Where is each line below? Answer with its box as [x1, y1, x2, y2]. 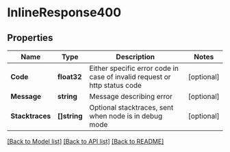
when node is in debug [89, 111, 163, 121]
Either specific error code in [89, 63, 179, 73]
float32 [57, 72, 82, 81]
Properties [7, 32, 53, 44]
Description [116, 52, 155, 61]
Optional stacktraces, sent [89, 103, 174, 112]
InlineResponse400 [7, 5, 122, 20]
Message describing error [89, 92, 173, 101]
